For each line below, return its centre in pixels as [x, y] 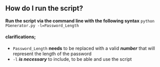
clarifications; [21, 37]
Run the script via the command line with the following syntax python [80, 20]
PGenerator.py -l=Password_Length [42, 26]
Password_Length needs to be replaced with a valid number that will [84, 49]
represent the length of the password [52, 54]
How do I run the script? [44, 8]
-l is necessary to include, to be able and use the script [72, 59]
